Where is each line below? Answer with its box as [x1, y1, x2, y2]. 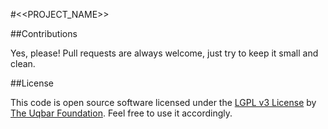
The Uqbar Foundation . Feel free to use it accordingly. [10, 107, 233, 119]
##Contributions [10, 28, 78, 39]
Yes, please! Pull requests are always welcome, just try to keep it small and [10, 47, 319, 59]
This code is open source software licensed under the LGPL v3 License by [10, 97, 317, 108]
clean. [10, 58, 36, 69]
